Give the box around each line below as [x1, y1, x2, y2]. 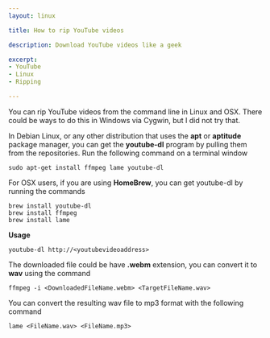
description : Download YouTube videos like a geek [8, 41, 182, 49]
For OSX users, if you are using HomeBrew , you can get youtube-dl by [8, 178, 243, 188]
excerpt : [8, 56, 38, 64]
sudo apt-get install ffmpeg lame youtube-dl [8, 163, 164, 171]
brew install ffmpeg [8, 208, 78, 217]
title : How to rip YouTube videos [8, 26, 125, 35]
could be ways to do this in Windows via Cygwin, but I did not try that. [8, 115, 240, 125]
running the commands [8, 186, 86, 196]
